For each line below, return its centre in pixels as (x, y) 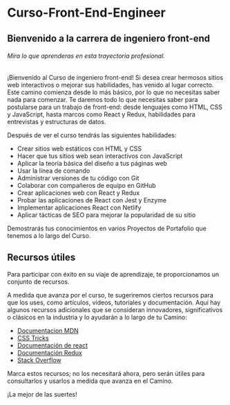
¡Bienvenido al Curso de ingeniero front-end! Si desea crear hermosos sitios (115, 77)
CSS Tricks (33, 338)
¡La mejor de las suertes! (42, 394)
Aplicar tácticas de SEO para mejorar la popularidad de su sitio (106, 215)
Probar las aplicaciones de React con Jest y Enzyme (92, 200)
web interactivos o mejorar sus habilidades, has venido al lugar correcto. (111, 85)
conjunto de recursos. (39, 282)
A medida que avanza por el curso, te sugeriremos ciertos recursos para (111, 295)
